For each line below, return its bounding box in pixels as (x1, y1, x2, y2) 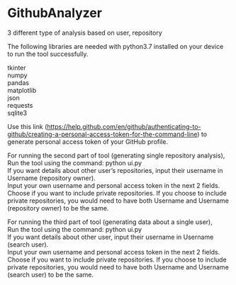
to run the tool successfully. (7, 50, 89, 58)
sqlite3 (7, 108, 27, 117)
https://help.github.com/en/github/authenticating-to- (47, 122, 201, 130)
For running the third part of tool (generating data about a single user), (7, 218, 213, 226)
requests (7, 101, 33, 109)
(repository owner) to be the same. (7, 203, 109, 212)
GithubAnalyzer (7, 5, 103, 21)
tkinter (7, 63, 26, 72)
